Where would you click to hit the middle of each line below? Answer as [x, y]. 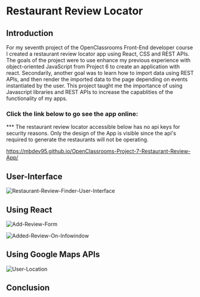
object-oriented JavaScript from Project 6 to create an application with [93, 66]
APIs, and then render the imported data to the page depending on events [97, 79]
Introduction [30, 33]
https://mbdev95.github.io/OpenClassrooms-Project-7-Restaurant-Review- [99, 151]
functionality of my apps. [37, 98]
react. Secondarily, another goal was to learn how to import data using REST [100, 73]
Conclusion [28, 288]
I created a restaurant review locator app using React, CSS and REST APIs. [98, 54]
